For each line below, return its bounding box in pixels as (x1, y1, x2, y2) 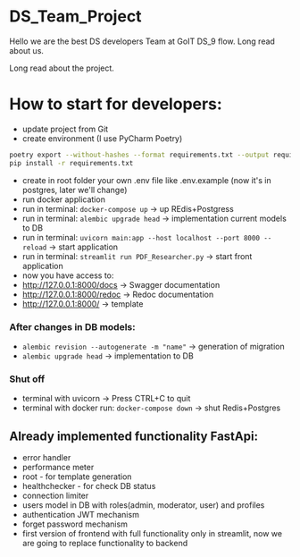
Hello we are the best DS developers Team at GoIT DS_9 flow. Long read (9, 36, 275, 46)
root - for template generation (21, 471, 132, 482)
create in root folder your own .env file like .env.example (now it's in (21, 174, 271, 185)
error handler (21, 452, 71, 463)
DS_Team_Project (9, 6, 142, 27)
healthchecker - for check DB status (21, 481, 156, 492)
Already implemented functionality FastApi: (9, 428, 259, 443)
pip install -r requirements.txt (9, 158, 134, 167)
